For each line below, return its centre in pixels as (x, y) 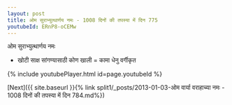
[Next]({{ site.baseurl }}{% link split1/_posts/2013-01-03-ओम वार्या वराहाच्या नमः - (116, 88)
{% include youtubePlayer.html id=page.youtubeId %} (85, 74)
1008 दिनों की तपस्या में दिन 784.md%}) (56, 95)
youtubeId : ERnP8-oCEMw (42, 26)
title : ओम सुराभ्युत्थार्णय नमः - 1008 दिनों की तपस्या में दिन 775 (83, 20)
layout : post (26, 14)
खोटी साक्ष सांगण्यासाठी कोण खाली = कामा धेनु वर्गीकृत (77, 60)
